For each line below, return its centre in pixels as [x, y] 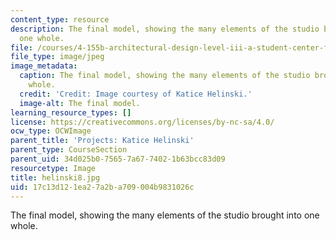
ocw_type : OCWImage [51, 131]
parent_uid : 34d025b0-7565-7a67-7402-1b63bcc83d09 [118, 159]
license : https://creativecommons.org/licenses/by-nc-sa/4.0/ [142, 122]
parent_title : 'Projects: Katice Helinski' [102, 141]
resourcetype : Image [53, 168]
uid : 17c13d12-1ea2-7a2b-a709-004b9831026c [102, 187]
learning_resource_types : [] [71, 112]
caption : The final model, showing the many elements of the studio [165, 76]
